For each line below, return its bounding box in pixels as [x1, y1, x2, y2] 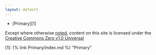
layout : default [5, 7, 38, 12]
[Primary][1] [12, 20, 37, 26]
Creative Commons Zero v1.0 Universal [5, 35, 84, 41]
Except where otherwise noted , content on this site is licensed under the [5, 30, 152, 36]
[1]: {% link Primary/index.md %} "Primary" [5, 44, 92, 50]
